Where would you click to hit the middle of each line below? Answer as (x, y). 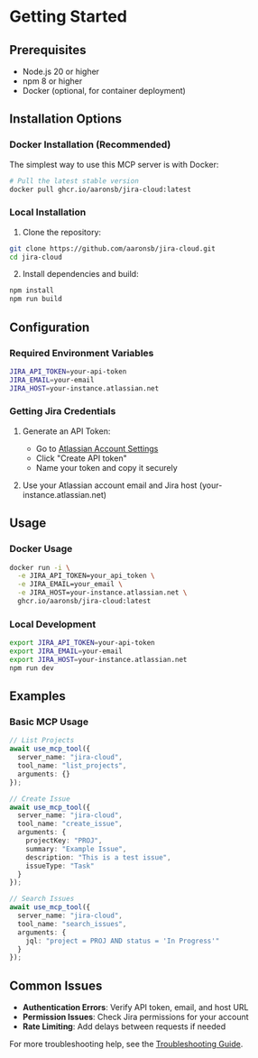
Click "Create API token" (82, 458)
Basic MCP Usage (49, 722)
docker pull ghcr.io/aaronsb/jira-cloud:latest (101, 189)
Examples (37, 696)
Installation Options (66, 119)
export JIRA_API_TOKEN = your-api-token (82, 643)
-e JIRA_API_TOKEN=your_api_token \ (86, 576)
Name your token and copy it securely (106, 467)
